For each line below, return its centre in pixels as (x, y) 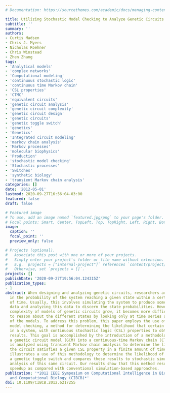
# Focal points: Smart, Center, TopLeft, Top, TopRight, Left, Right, (81, 222)
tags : (11, 62)
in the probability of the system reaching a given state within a (82, 297)
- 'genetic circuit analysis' (37, 104)
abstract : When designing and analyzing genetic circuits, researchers (82, 293)
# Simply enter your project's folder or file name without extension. (85, 260)
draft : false (19, 203)
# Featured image (24, 213)
